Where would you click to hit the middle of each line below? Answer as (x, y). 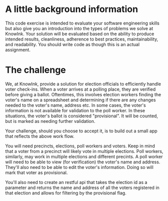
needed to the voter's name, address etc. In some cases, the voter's (76, 105)
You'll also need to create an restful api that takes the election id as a (76, 182)
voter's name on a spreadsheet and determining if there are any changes (81, 100)
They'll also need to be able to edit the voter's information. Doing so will (79, 167)
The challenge (36, 70)
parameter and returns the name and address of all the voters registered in (82, 187)
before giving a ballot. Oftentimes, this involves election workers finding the (83, 94)
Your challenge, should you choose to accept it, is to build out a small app (81, 131)
